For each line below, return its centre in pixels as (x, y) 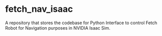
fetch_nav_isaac (39, 9)
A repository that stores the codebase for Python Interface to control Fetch (81, 23)
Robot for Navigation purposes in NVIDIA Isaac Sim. (58, 28)
